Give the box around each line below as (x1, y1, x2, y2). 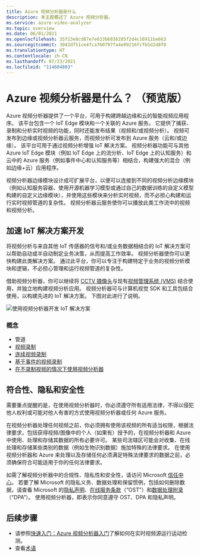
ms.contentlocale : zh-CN (6, 53, 68, 59)
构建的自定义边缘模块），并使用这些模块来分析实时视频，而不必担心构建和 (6, 191, 186, 199)
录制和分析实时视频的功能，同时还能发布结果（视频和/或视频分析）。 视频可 (6, 127, 189, 134)
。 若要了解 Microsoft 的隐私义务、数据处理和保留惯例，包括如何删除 (11, 479, 180, 486)
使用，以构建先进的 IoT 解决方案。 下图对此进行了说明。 (6, 292, 143, 300)
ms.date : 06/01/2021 (6, 31, 58, 37)
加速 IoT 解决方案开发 (6, 225, 85, 235)
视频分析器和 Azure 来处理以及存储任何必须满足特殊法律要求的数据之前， (6, 451, 186, 458)
